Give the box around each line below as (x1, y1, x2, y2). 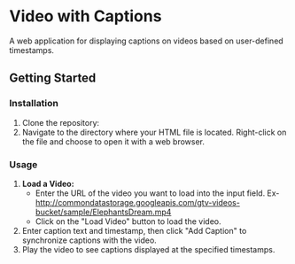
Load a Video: (21, 178, 74, 189)
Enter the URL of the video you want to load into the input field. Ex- (35, 188, 280, 198)
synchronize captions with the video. (21, 235, 157, 245)
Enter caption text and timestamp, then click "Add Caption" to (21, 225, 247, 236)
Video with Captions (9, 6, 162, 27)
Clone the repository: (21, 117, 100, 128)
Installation (9, 97, 59, 110)
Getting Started (9, 71, 97, 86)
